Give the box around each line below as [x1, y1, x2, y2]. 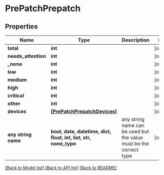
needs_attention [7, 53, 46, 59]
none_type [50, 140, 77, 147]
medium [7, 76, 27, 83]
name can [122, 122, 144, 129]
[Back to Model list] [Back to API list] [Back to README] [5, 165, 117, 171]
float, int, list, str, [50, 134, 91, 141]
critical [7, 92, 24, 99]
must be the [122, 140, 149, 147]
